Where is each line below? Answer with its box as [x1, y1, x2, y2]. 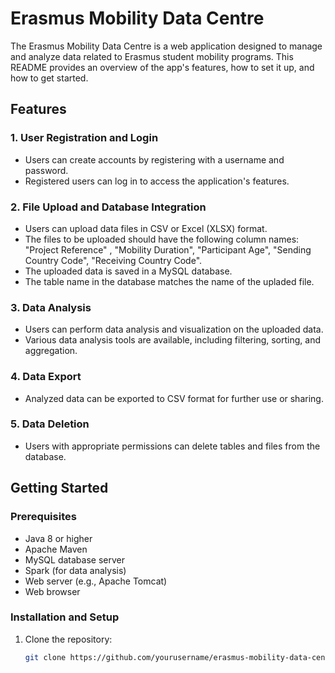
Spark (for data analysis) [24, 564, 127, 576]
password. [24, 164, 69, 176]
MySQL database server [24, 553, 125, 566]
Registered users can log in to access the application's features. [24, 175, 290, 187]
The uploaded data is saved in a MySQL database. [24, 265, 233, 277]
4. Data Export [10, 370, 82, 384]
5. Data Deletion [10, 417, 90, 431]
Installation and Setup [10, 610, 120, 624]
